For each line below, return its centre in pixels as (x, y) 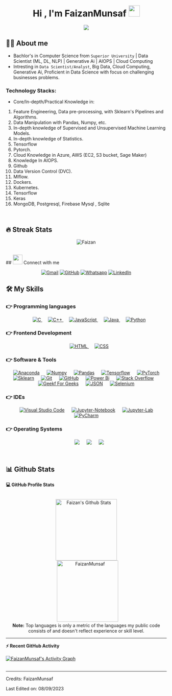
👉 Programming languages (41, 306)
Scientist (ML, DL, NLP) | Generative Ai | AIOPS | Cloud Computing (83, 61)
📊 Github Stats (30, 470)
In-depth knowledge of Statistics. (48, 139)
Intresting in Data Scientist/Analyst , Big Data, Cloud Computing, (82, 66)
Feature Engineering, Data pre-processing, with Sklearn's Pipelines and (88, 112)
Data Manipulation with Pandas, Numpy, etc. (60, 123)
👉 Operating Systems (34, 429)
